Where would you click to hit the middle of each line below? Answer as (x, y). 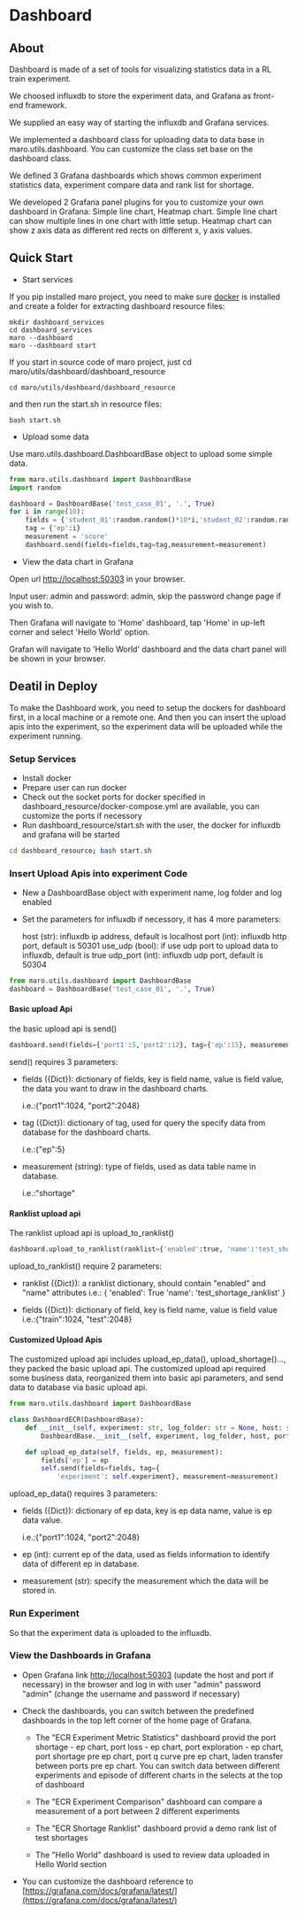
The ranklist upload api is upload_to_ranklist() (92, 1233)
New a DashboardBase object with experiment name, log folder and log (152, 893)
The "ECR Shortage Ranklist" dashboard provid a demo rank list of (156, 1828)
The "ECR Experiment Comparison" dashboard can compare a (148, 1802)
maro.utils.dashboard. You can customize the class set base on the (131, 149)
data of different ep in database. (80, 1564)
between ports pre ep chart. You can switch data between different (157, 1765)
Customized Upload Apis (56, 1339)
